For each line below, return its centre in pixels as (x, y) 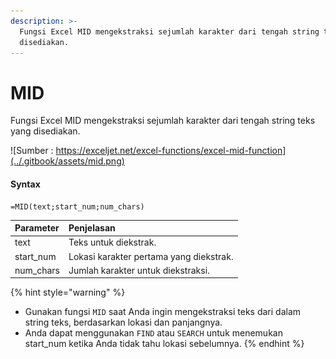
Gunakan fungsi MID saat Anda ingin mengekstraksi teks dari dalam (163, 312)
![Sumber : (32, 151)
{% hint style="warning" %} (68, 292)
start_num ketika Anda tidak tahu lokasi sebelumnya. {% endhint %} (164, 344)
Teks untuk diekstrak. (112, 242)
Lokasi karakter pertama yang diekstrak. (151, 256)
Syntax (25, 184)
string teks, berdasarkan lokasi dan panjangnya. (123, 322)
